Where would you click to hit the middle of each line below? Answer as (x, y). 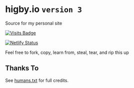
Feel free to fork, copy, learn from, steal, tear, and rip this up (67, 52)
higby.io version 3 (44, 9)
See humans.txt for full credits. (37, 80)
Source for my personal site (34, 23)
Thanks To (22, 68)
